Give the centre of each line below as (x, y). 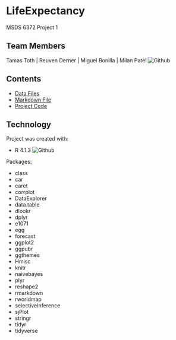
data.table (27, 205)
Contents (24, 79)
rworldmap (28, 299)
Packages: (19, 162)
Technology (29, 124)
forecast (25, 236)
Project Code (31, 106)
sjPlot (21, 312)
